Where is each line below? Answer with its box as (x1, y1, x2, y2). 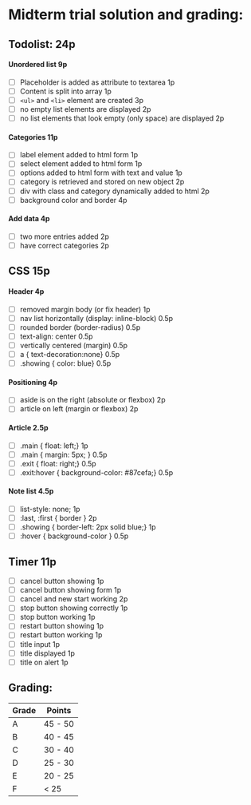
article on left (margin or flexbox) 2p (19, 404, 139, 414)
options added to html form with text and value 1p (19, 168, 183, 177)
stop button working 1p (19, 613, 96, 622)
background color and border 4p (19, 195, 127, 204)
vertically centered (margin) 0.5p (19, 340, 128, 350)
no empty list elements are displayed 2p (19, 104, 151, 113)
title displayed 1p (19, 648, 76, 658)
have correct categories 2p (19, 240, 109, 250)
